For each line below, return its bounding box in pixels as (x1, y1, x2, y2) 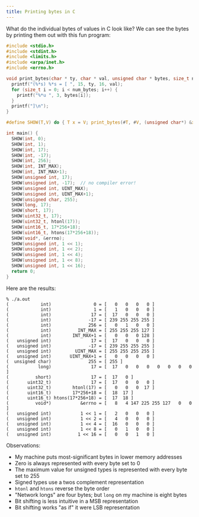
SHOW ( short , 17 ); (11, 207, 54, 214)
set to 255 (14, 472, 40, 479)
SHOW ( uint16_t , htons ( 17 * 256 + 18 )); (11, 229, 99, 235)
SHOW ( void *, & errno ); (11, 235, 65, 241)
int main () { (6, 130, 38, 136)
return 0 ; (11, 268, 36, 274)
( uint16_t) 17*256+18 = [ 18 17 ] (6, 390, 134, 396)
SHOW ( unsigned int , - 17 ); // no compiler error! (11, 179, 136, 186)
